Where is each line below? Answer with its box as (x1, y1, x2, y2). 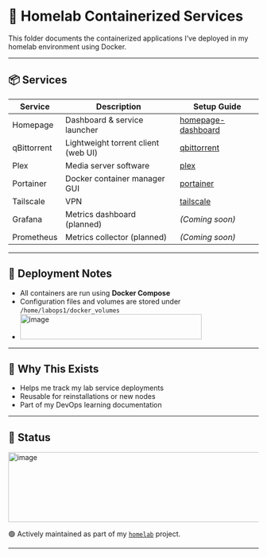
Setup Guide (193, 101, 242, 112)
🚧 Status (8, 431, 52, 444)
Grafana (12, 214, 43, 225)
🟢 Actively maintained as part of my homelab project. (8, 529, 181, 539)
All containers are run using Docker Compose (19, 288, 171, 297)
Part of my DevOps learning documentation (19, 400, 163, 410)
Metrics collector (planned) (64, 231, 167, 242)
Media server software (64, 160, 149, 171)
